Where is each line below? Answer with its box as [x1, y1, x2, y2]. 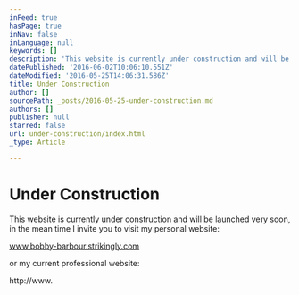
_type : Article [9, 138, 66, 147]
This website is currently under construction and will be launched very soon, [9, 214, 291, 224]
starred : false [9, 122, 66, 131]
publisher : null [9, 113, 70, 122]
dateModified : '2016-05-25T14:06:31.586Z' [9, 72, 170, 80]
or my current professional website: [9, 257, 140, 268]
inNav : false [9, 29, 58, 38]
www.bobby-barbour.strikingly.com [9, 240, 140, 251]
